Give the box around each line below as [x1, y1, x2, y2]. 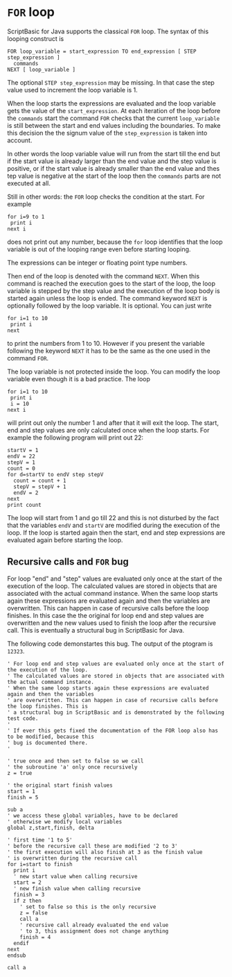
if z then [13, 897, 42, 904]
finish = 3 [13, 891, 45, 898]
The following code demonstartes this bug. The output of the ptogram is [7, 640, 213, 648]
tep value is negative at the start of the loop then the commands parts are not [7, 172, 222, 180]
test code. [7, 715, 39, 722]
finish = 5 [7, 794, 39, 801]
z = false [19, 909, 48, 917]
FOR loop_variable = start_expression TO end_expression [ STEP [7, 48, 197, 55]
